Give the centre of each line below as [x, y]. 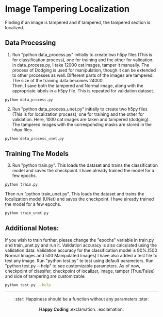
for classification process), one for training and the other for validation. [83, 60]
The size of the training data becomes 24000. [58, 80]
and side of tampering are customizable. [45, 276]
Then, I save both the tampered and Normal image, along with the [78, 86]
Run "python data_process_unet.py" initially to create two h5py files [80, 109]
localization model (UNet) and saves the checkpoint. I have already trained [80, 199]
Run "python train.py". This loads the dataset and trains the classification [85, 165]
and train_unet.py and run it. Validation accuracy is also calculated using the [81, 245]
